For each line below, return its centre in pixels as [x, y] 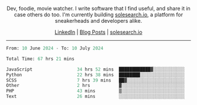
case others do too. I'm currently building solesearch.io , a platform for [98, 15]
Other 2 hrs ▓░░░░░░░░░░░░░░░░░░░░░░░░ [95, 86]
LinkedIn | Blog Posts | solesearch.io [98, 32]
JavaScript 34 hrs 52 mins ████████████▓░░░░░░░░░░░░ [95, 69]
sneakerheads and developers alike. [98, 21]
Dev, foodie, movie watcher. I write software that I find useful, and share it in [98, 8]
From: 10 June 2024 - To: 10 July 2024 [55, 48]
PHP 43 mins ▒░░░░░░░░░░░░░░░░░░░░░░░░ [95, 91]
